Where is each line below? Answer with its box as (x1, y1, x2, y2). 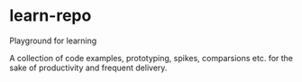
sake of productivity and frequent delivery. (9, 62, 168, 73)
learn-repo (9, 5, 92, 26)
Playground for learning (9, 35, 97, 46)
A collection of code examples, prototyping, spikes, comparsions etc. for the (9, 52, 294, 63)
